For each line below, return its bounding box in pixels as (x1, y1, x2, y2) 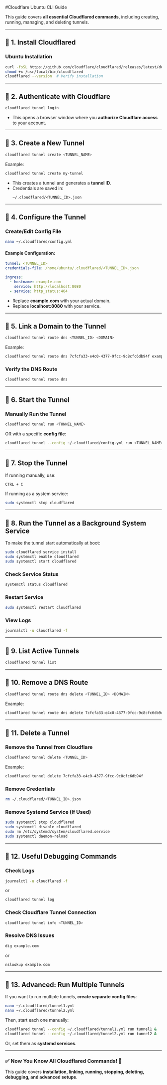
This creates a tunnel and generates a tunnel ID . (12, 180, 112, 186)
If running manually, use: (5, 472, 56, 478)
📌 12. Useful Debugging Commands (5, 852, 117, 861)
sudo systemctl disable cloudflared (5, 825, 81, 830)
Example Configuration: (5, 250, 56, 256)
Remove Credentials (5, 785, 55, 792)
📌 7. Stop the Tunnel (5, 459, 68, 468)
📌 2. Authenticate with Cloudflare (5, 92, 111, 101)
